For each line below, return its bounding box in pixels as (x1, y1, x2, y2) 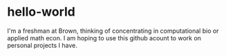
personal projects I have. (7, 41, 77, 49)
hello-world (7, 4, 76, 20)
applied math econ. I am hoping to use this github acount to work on (7, 33, 202, 42)
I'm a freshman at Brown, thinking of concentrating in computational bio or (7, 27, 219, 35)
